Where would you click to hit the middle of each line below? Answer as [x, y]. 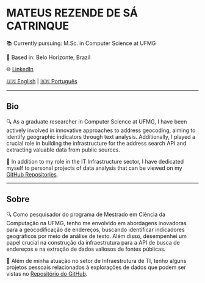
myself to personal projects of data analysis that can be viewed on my [94, 168]
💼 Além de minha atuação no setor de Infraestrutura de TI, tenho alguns [96, 260]
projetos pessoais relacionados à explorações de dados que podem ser [96, 267]
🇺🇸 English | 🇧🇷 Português [42, 81]
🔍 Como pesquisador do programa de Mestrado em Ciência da [86, 214]
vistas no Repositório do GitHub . [47, 273]
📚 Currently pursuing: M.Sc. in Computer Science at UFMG [81, 43]
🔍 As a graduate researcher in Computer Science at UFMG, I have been [97, 121]
